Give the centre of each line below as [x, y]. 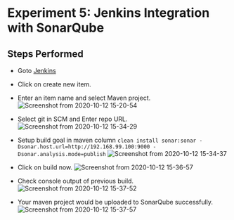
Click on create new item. [54, 84]
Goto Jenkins [37, 71]
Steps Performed [46, 54]
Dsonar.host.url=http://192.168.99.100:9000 [84, 147]
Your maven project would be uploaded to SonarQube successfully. [115, 202]
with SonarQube [56, 28]
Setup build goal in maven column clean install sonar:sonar [107, 140]
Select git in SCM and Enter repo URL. [72, 119]
